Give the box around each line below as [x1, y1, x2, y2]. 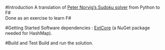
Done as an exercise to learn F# [5, 15, 72, 21]
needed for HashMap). [5, 30, 52, 36]
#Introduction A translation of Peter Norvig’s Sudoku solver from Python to [5, 5, 160, 10]
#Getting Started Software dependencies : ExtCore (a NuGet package [5, 25, 150, 31]
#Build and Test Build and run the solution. [5, 40, 93, 46]
